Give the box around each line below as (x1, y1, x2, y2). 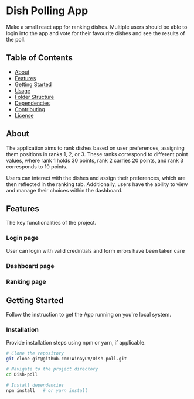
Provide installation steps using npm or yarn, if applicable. (6, 339, 147, 346)
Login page (6, 234, 39, 242)
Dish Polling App (6, 4, 89, 18)
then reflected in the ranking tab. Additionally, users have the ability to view (6, 180, 188, 188)
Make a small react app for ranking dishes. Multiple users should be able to (6, 23, 188, 30)
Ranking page (6, 277, 46, 286)
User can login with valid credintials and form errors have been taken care (6, 247, 185, 254)
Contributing (14, 105, 45, 112)
